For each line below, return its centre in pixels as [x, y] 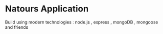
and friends [17, 27]
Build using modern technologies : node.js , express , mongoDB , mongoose [81, 22]
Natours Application [47, 9]
